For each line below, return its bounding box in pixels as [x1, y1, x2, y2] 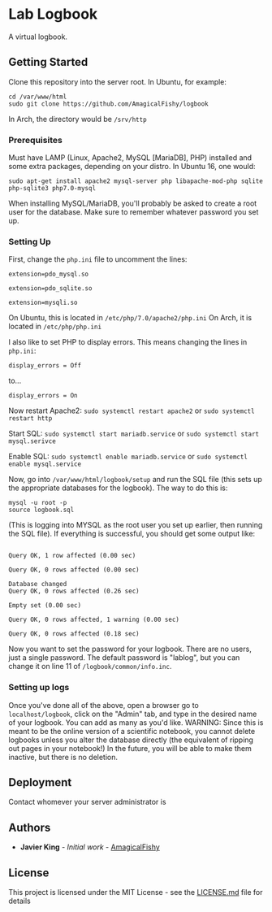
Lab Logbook [8, 5, 98, 24]
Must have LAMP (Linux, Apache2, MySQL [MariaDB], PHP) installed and [8, 153, 253, 163]
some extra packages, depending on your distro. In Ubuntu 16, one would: [8, 162, 256, 172]
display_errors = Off [8, 362, 82, 370]
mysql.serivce [8, 437, 57, 445]
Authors [8, 820, 51, 834]
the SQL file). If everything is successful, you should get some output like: [8, 529, 256, 539]
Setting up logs [8, 682, 70, 693]
